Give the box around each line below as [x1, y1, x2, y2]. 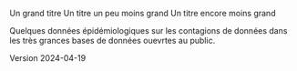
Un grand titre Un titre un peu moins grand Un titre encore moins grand [9, 8, 276, 18]
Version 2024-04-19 [9, 53, 87, 63]
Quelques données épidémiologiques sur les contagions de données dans [9, 25, 288, 35]
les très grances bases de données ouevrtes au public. [9, 35, 216, 46]
